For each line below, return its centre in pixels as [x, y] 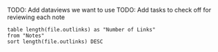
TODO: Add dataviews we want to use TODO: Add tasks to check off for [109, 10]
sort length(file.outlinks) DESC [55, 42]
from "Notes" [26, 36]
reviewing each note [36, 17]
